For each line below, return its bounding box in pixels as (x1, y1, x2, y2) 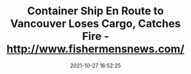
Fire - (82, 30, 109, 43)
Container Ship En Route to (27, 4, 164, 18)
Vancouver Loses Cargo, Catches (10, 17, 181, 30)
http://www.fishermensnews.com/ (6, 42, 185, 56)
